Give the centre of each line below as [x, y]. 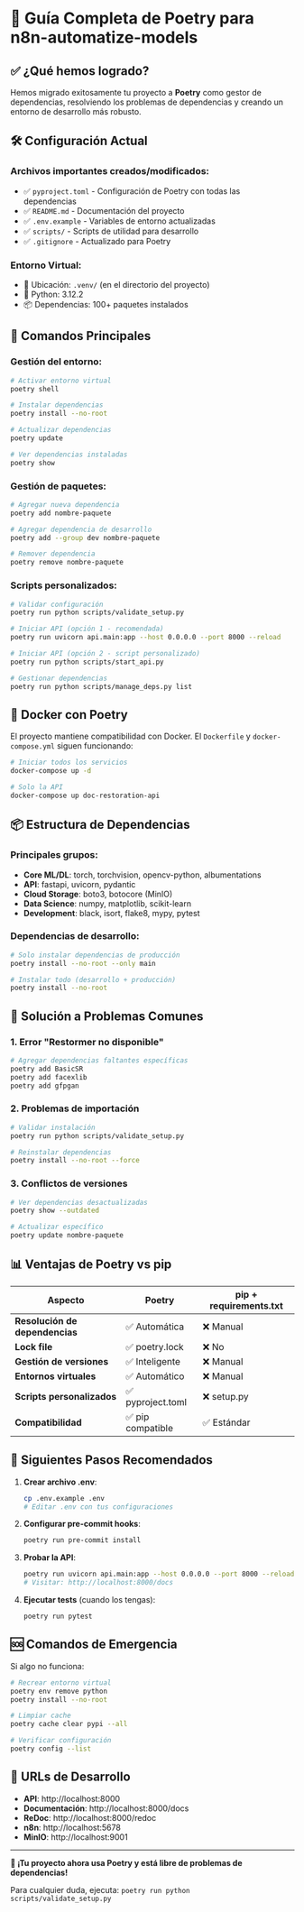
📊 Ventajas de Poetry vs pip [91, 1265]
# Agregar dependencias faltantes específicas [99, 1061]
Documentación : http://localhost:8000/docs [106, 1808]
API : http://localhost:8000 [72, 1798]
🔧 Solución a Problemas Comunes [107, 1016]
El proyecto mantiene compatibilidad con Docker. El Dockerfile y [130, 736]
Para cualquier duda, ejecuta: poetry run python [100, 1889]
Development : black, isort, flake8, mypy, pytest [111, 913]
